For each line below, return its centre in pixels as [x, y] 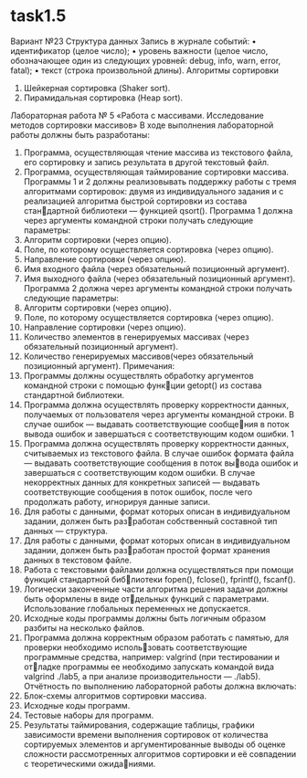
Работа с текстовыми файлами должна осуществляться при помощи [159, 569]
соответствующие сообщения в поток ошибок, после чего [138, 492]
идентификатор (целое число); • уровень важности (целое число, [139, 50]
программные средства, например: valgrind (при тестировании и [151, 657]
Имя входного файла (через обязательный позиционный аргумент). [157, 268]
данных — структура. [66, 531]
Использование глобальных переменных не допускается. [137, 608]
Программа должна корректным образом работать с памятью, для [156, 637]
